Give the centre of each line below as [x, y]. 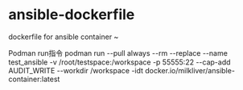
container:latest [34, 79]
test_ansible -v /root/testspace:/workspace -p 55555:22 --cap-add [119, 62]
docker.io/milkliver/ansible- [190, 70]
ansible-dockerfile [72, 15]
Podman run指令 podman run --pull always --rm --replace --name [118, 53]
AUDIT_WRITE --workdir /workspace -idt [76, 70]
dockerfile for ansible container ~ [64, 37]
